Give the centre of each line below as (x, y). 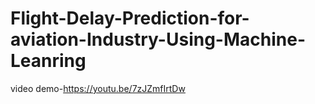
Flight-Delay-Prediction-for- (130, 18)
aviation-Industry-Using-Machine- (158, 39)
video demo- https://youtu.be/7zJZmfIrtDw (98, 88)
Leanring (48, 61)
